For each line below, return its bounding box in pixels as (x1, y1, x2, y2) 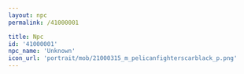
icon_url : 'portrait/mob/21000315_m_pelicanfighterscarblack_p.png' (8, 55, 238, 62)
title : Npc (8, 33, 44, 41)
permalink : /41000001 (8, 19, 79, 26)
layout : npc (8, 11, 47, 19)
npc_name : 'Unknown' (8, 48, 76, 55)
